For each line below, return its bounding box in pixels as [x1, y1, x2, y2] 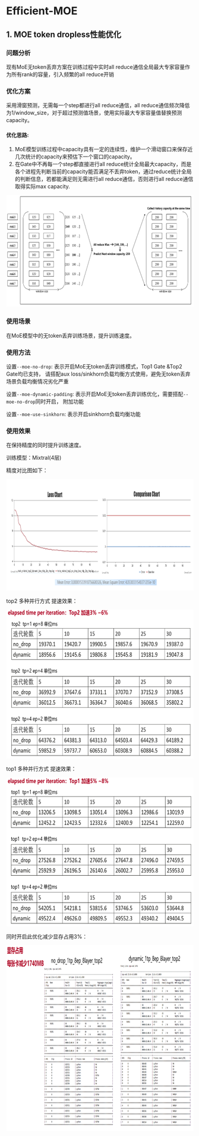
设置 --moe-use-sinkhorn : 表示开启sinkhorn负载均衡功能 [6, 410, 141, 417]
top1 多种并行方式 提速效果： [6, 765, 77, 772]
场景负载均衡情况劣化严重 [6, 377, 69, 385]
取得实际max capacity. [14, 183, 70, 190]
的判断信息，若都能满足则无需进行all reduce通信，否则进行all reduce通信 [14, 176, 194, 183]
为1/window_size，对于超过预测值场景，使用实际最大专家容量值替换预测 [6, 109, 182, 117]
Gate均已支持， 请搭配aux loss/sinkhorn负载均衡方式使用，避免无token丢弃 [6, 370, 191, 377]
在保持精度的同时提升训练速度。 [6, 442, 84, 449]
